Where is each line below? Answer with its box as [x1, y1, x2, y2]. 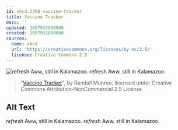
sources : [6, 36, 27, 41]
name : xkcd [11, 41, 38, 47]
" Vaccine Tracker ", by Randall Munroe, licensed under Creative [20, 79, 172, 86]
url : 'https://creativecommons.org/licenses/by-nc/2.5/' [11, 47, 153, 52]
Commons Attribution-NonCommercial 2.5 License [20, 85, 142, 92]
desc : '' [6, 19, 27, 25]
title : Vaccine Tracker [6, 14, 64, 20]
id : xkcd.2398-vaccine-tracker [6, 8, 82, 15]
